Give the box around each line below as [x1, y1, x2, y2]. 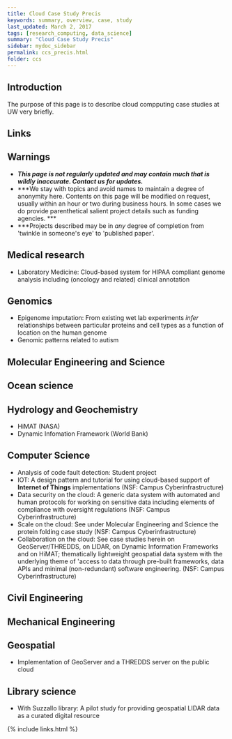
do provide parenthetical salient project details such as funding [17, 206, 199, 215]
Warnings [7, 151, 51, 163]
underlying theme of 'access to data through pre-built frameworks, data [17, 557, 224, 565]
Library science [7, 685, 77, 697]
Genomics [7, 295, 53, 307]
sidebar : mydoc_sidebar [7, 43, 77, 49]
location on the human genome [17, 328, 107, 337]
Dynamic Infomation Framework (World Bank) [17, 429, 148, 438]
